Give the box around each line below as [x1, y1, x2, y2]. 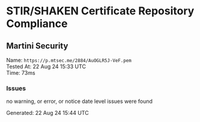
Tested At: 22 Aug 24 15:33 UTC [6, 63, 86, 70]
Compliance [6, 17, 68, 30]
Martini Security [6, 41, 68, 51]
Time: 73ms [6, 69, 35, 76]
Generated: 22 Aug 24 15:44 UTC [6, 109, 89, 117]
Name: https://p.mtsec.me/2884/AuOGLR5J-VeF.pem [6, 57, 132, 63]
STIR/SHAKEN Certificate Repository [6, 4, 195, 18]
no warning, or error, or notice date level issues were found [6, 97, 153, 105]
